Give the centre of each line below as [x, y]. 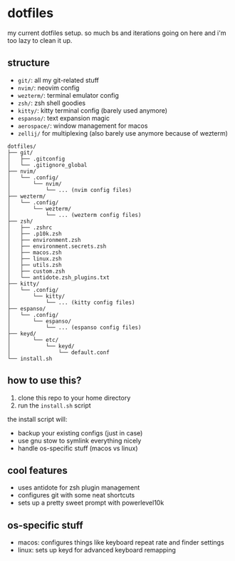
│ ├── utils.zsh [35, 265]
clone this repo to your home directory [74, 398]
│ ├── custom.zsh [36, 271]
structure [28, 63]
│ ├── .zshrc [30, 227]
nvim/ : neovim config [48, 88]
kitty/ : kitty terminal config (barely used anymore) [93, 110]
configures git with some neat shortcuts [76, 495]
